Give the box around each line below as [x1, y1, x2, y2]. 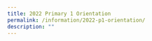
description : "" [7, 23, 55, 30]
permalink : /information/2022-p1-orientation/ [7, 17, 146, 24]
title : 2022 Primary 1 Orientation [7, 10, 111, 17]
